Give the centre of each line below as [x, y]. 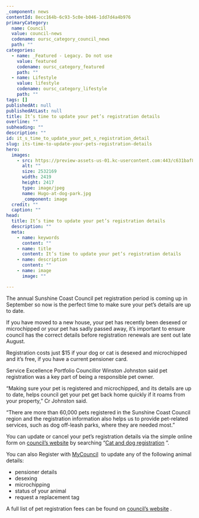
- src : [25, 161]
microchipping [32, 484]
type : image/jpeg [43, 188]
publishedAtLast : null [34, 111]
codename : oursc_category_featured [61, 67]
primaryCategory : [28, 23]
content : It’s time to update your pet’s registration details [102, 254]
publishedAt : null [29, 105]
